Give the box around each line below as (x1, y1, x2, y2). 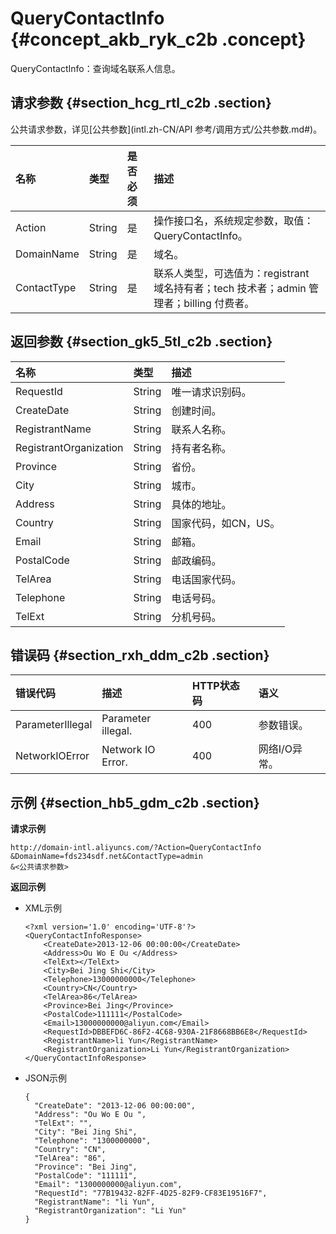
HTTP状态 (192, 679, 240, 693)
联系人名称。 (171, 422, 232, 436)
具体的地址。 (171, 497, 232, 511)
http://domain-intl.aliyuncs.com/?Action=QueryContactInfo (10, 843, 262, 853)
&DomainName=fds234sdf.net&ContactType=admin (10, 852, 203, 862)
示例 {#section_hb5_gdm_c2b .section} (10, 794, 260, 811)
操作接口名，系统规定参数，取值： (153, 213, 315, 227)
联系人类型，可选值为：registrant (153, 266, 310, 280)
